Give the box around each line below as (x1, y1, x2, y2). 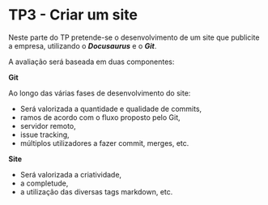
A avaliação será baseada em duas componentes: (8, 57, 175, 66)
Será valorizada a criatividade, (19, 169, 122, 179)
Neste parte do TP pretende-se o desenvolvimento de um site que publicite (8, 32, 260, 42)
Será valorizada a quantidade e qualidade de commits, (19, 104, 202, 113)
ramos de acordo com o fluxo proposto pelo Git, (19, 112, 181, 122)
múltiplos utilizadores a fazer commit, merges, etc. (19, 138, 189, 147)
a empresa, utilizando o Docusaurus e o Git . (8, 41, 157, 50)
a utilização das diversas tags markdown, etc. (19, 186, 173, 196)
